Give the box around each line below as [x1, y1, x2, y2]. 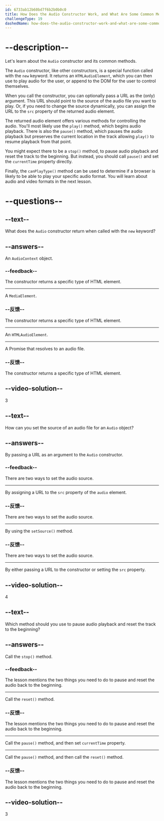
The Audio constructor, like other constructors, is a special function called [5, 68, 153, 74]
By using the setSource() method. [5, 528, 73, 534]
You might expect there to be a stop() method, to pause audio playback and [5, 148, 159, 154]
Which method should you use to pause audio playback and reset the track [5, 621, 156, 627]
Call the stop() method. [5, 653, 53, 659]
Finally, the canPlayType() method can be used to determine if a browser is [5, 168, 155, 174]
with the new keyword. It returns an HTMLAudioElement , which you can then [5, 73, 152, 79]
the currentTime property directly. [5, 159, 73, 165]
